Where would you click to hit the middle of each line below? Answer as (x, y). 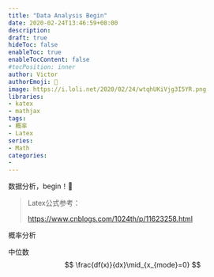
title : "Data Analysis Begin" (58, 15)
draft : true (28, 38)
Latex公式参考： (54, 203)
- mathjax (24, 112)
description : (30, 30)
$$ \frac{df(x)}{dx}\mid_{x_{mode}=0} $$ (133, 265)
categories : (28, 155)
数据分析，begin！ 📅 (41, 186)
